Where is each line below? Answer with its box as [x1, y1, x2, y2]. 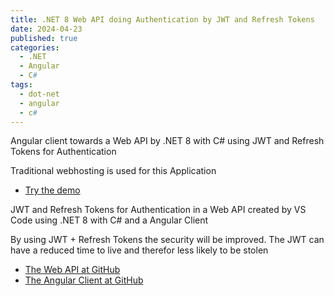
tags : [10, 80, 33, 90]
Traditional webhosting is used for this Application [10, 165, 217, 177]
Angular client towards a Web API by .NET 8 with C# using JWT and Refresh [10, 135, 325, 147]
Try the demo [24, 184, 81, 196]
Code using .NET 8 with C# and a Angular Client [10, 214, 209, 226]
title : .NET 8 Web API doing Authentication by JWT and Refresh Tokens [10, 14, 315, 25]
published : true [10, 33, 78, 43]
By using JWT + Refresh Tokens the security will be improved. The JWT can [10, 234, 325, 246]
